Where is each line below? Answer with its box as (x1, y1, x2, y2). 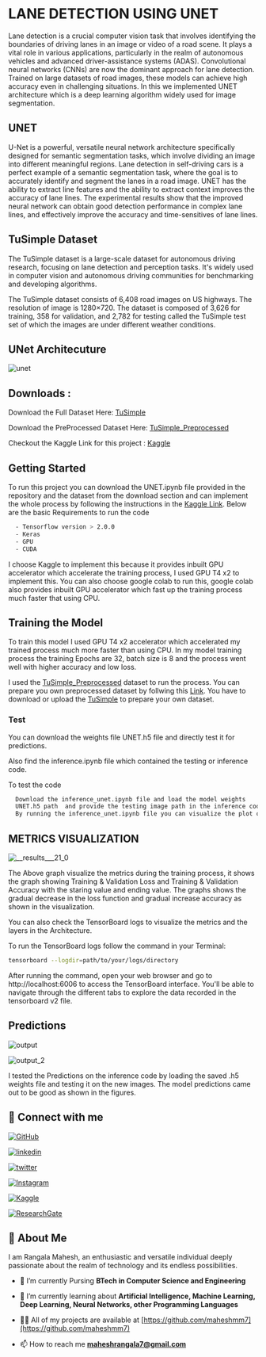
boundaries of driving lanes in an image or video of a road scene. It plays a (8, 39, 253, 48)
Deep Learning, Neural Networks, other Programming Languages (19, 1300, 239, 1309)
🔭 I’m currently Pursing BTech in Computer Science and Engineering (19, 1276, 246, 1286)
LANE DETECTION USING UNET (8, 5, 219, 23)
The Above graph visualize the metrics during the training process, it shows (8, 869, 255, 878)
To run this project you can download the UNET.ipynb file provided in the (8, 483, 246, 491)
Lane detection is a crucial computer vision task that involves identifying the (8, 31, 256, 40)
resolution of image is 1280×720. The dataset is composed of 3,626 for (8, 303, 241, 312)
